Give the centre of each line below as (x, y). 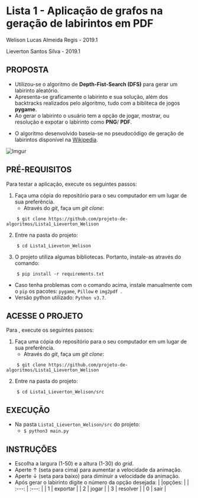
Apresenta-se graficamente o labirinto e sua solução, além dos (91, 96)
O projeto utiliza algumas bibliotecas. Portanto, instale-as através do (98, 257)
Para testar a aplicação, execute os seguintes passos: (72, 184)
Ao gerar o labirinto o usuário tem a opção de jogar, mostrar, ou (92, 115)
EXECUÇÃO (28, 410)
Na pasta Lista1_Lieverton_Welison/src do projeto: (77, 425)
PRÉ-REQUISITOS (39, 170)
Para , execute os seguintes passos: (50, 330)
